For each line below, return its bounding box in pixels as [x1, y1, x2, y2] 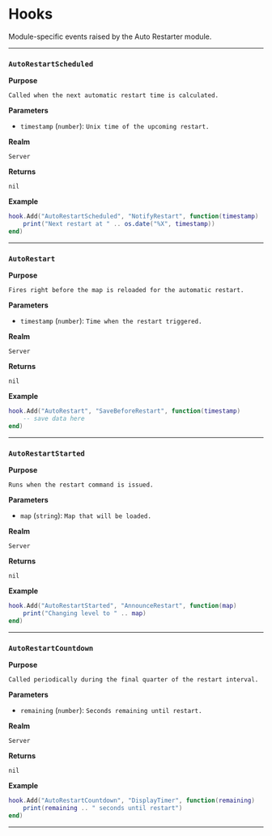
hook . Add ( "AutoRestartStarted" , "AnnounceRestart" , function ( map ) [8, 602, 237, 610]
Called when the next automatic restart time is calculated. [8, 91, 219, 100]
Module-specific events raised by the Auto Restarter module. [8, 32, 212, 41]
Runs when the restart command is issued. [8, 481, 154, 490]
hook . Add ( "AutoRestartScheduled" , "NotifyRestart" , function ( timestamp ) [8, 212, 259, 221]
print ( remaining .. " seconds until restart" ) [23, 804, 183, 812]
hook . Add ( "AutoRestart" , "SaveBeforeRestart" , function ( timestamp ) [8, 407, 241, 415]
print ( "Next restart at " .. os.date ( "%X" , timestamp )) [23, 220, 216, 228]
